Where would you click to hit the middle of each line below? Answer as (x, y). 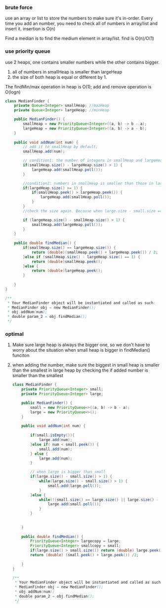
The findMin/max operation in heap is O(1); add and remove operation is (78, 86)
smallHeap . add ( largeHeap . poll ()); (67, 225)
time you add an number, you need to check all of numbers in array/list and (82, 23)
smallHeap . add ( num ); (44, 152)
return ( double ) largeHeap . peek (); (67, 271)
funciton (21, 355)
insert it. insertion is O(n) (30, 29)
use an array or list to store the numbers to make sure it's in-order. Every (79, 18)
